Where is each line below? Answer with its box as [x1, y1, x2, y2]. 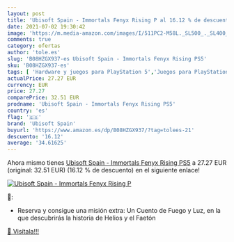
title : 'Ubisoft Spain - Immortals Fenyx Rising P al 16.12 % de [7, 17, 201, 24]
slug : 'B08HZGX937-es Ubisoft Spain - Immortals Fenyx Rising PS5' [7, 56, 208, 63]
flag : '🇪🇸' [7, 113, 42, 120]
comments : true [7, 36, 52, 43]
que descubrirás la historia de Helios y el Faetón [17, 213, 156, 223]
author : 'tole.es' [7, 49, 61, 56]
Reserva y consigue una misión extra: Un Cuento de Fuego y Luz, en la [17, 207, 221, 215]
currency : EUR [7, 81, 49, 88]
